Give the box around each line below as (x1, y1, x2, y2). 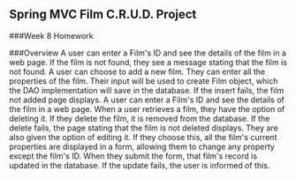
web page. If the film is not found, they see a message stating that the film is (9, 56, 287, 67)
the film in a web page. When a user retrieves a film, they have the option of (9, 103, 285, 114)
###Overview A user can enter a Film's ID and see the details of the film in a (9, 48, 287, 58)
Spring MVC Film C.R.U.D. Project (9, 7, 197, 22)
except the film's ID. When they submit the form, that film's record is (9, 150, 258, 161)
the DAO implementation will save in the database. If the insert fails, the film (9, 85, 285, 95)
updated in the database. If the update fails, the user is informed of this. (9, 160, 270, 170)
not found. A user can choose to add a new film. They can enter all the (9, 66, 266, 77)
